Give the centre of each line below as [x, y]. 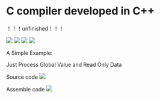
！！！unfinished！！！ [35, 28]
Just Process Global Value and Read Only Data [64, 64]
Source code [22, 77]
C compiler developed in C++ [81, 11]
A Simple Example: [29, 53]
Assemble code [26, 89]
